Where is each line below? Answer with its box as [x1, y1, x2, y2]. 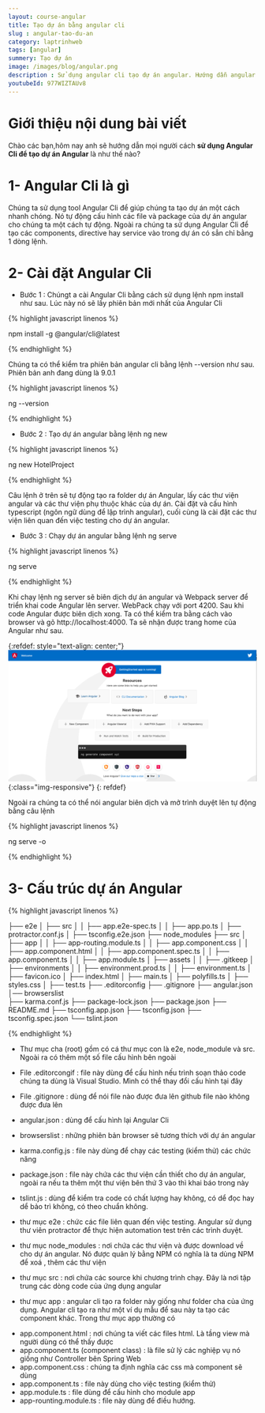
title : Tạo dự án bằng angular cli [8, 21, 125, 29]
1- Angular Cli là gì [8, 176, 130, 194]
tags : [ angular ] [8, 46, 62, 55]
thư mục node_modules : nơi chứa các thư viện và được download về [19, 1241, 244, 1250]
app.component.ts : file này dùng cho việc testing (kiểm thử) [19, 1379, 216, 1389]
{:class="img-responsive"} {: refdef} [8, 782, 126, 792]
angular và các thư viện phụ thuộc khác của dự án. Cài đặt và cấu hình [8, 499, 238, 509]
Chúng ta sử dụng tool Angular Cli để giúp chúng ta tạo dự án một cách [8, 202, 241, 213]
